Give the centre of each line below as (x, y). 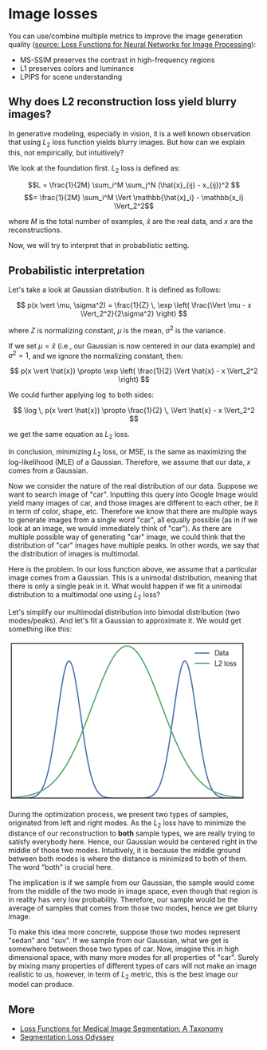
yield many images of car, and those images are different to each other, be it (133, 503)
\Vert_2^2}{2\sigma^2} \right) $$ (134, 314)
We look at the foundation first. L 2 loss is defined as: (94, 169)
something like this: (40, 629)
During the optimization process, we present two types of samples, (118, 814)
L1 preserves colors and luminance (77, 68)
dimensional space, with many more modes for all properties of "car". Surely (133, 957)
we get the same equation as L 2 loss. (69, 435)
